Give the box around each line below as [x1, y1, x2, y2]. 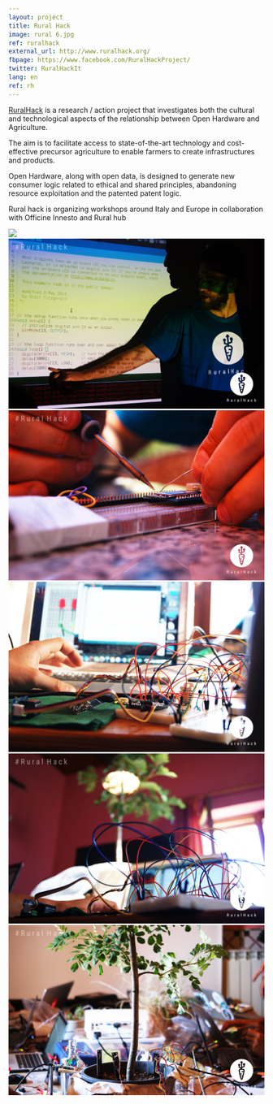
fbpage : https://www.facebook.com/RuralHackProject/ [8, 56, 191, 64]
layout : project [8, 13, 63, 21]
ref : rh [8, 81, 35, 89]
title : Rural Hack [8, 21, 71, 30]
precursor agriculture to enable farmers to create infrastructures [39, 146, 255, 156]
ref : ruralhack [8, 39, 60, 47]
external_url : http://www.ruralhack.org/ [8, 47, 151, 56]
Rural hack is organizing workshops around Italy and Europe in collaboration [8, 204, 264, 214]
